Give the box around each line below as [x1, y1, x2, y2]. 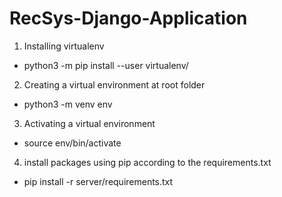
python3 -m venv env [23, 98, 113, 110]
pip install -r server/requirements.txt [23, 175, 174, 187]
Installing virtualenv [23, 40, 105, 52]
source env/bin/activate [23, 137, 122, 149]
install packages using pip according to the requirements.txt [23, 156, 272, 168]
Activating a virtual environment [23, 117, 156, 129]
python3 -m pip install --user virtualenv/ [23, 59, 189, 71]
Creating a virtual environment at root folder [23, 78, 206, 91]
